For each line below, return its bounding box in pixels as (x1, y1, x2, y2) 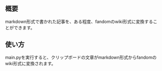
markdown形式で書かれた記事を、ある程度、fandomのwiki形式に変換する (5, 19, 153, 24)
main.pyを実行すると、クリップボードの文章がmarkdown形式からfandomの (5, 54, 157, 60)
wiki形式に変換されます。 (5, 60, 56, 66)
